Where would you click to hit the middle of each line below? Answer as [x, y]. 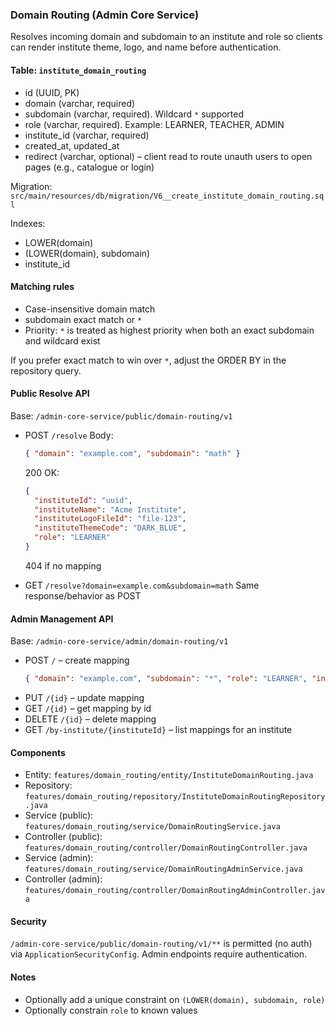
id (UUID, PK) [52, 92]
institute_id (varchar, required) [87, 135]
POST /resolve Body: [69, 435]
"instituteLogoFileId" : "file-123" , [110, 519]
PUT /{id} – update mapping [84, 697]
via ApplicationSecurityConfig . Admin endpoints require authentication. [159, 954]
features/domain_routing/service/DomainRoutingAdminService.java [163, 869]
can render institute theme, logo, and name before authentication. [146, 47]
